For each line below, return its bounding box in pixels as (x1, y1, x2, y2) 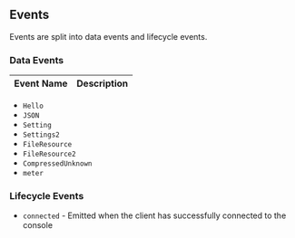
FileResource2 (22, 149, 76, 159)
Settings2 (22, 130, 61, 139)
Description (76, 77, 129, 90)
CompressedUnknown (22, 159, 93, 168)
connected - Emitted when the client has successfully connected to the (22, 210, 287, 221)
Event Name (14, 77, 68, 90)
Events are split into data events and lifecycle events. (9, 31, 208, 42)
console (22, 220, 53, 231)
